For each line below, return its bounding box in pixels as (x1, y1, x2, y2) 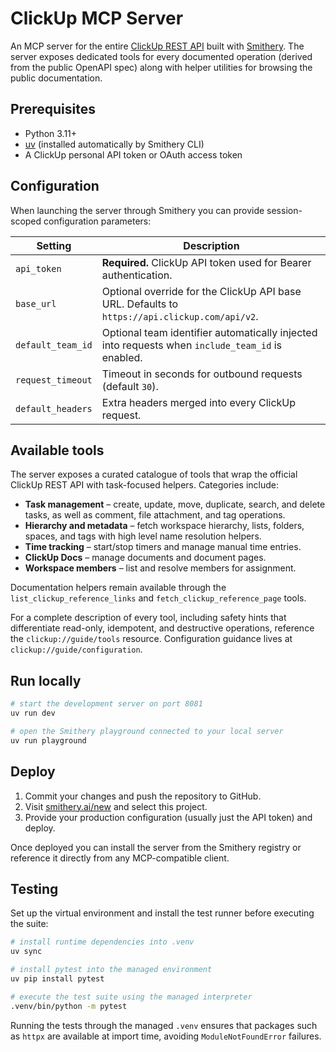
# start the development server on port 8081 (10, 699, 203, 709)
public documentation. (10, 72, 103, 84)
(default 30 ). (101, 379, 159, 393)
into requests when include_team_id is (101, 338, 283, 352)
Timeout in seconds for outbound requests (101, 367, 303, 381)
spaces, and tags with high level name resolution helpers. (24, 530, 262, 542)
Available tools (10, 442, 105, 459)
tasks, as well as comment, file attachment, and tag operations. (24, 509, 286, 521)
